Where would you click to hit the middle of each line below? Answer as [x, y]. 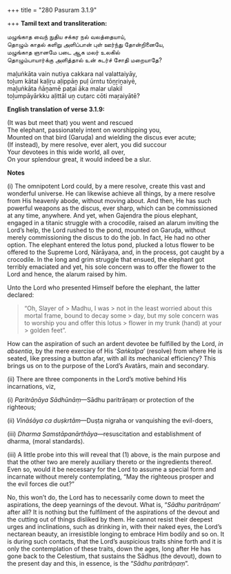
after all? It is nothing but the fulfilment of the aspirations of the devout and [113, 512]
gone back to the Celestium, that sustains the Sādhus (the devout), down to [114, 556]
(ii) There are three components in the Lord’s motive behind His [97, 379]
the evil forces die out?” [41, 484]
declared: [21, 295]
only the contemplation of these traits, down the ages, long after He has [109, 549]
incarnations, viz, [32, 386]
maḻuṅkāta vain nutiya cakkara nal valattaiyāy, [72, 74]
